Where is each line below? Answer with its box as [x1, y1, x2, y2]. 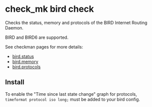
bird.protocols [12, 64, 41, 70]
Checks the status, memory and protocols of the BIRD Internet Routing [5, 20, 148, 26]
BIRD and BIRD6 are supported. [5, 34, 69, 40]
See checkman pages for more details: [5, 44, 83, 50]
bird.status [12, 53, 34, 59]
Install [5, 78, 25, 86]
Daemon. [5, 25, 24, 30]
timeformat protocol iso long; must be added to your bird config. [5, 96, 140, 102]
